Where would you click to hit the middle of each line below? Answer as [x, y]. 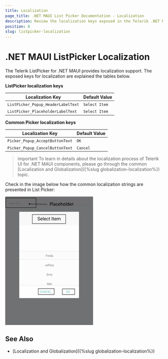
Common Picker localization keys [40, 122]
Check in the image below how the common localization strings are [74, 184]
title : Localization [27, 10]
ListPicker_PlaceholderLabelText [42, 112]
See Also [19, 339]
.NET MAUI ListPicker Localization [77, 57]
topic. [23, 174]
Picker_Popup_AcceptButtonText [40, 141]
